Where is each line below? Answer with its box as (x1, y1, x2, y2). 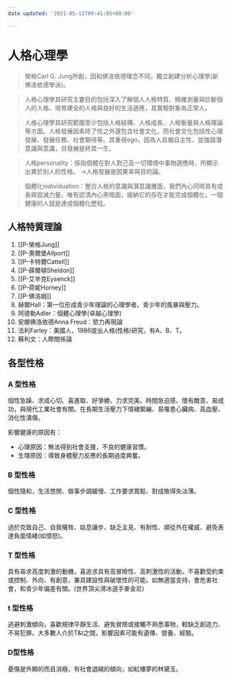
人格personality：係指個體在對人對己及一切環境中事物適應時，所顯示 (24, 159, 219, 167)
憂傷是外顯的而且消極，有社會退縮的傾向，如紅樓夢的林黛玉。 (8, 665, 182, 673)
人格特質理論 (8, 221, 62, 232)
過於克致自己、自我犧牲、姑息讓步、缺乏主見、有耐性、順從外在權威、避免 (8, 523, 218, 531)
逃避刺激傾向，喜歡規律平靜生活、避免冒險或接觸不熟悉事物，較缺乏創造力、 (8, 620, 224, 629)
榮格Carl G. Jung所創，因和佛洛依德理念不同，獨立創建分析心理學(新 (24, 71, 219, 80)
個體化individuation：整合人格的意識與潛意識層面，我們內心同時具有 (24, 181, 218, 190)
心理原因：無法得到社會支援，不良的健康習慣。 (17, 443, 150, 451)
